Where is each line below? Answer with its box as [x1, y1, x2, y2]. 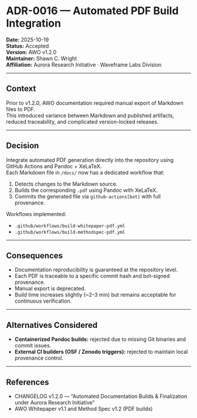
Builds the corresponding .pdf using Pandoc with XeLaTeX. [14, 187, 158, 194]
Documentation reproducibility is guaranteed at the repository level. [14, 266, 178, 273]
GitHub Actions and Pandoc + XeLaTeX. [6, 162, 102, 170]
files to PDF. [6, 105, 36, 112]
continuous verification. [14, 297, 72, 304]
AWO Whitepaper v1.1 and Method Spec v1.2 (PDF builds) [14, 405, 153, 412]
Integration [6, 16, 62, 30]
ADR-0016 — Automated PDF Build [6, 4, 179, 18]
